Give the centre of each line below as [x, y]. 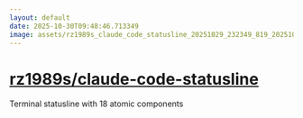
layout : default [40, 18]
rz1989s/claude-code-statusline [134, 79]
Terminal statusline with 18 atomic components [96, 104]
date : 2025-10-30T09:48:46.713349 [74, 26]
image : [22, 34]
